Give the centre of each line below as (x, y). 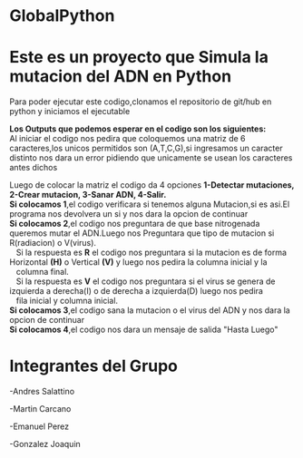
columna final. (43, 272)
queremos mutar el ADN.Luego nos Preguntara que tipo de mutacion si (142, 233)
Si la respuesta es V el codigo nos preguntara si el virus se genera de (146, 281)
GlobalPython (62, 16)
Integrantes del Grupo (94, 366)
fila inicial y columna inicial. (67, 301)
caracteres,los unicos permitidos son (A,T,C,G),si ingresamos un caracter (146, 148)
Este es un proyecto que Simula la (139, 58)
